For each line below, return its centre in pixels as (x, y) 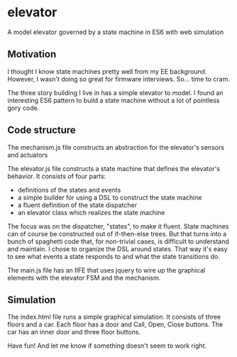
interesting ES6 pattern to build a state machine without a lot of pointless (114, 100)
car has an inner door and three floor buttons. (74, 332)
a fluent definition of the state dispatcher (77, 205)
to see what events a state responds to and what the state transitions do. (114, 256)
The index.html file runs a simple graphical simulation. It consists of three (114, 317)
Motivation (32, 54)
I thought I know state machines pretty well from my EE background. (107, 71)
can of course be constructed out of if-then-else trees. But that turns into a (117, 234)
